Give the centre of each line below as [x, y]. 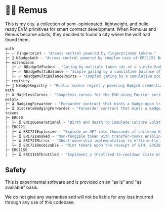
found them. [18, 40]
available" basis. [22, 187]
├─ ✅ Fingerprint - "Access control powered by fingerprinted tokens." [81, 53]
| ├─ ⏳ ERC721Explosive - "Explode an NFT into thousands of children [81, 131]
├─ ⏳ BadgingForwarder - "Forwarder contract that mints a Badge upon [80, 104]
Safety [16, 170]
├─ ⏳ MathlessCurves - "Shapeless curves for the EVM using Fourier [77, 95]
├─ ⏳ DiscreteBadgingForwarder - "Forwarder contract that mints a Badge [83, 108]
